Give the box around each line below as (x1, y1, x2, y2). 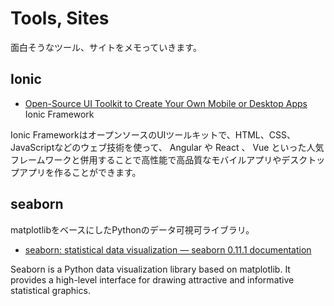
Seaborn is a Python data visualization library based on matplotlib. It (10, 263, 291, 275)
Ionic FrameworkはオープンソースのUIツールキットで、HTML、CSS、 (10, 128, 296, 141)
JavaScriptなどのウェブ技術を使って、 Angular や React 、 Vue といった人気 (10, 141, 325, 153)
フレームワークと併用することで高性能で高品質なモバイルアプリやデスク (10, 153, 308, 166)
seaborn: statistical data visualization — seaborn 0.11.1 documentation (24, 243, 312, 256)
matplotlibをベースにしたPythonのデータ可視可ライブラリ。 (10, 223, 255, 236)
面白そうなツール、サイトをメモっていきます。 (10, 41, 202, 53)
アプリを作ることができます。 (18, 166, 142, 178)
